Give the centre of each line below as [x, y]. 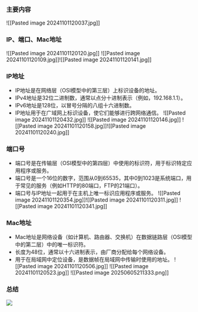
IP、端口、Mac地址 [34, 40]
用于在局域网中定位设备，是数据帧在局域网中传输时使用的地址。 [94, 260]
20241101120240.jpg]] [42, 132]
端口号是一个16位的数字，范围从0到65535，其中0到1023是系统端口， [100, 178]
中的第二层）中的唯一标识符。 [52, 245]
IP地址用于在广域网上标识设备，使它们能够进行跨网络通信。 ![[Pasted [100, 113]
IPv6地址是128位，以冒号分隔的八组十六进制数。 [75, 105]
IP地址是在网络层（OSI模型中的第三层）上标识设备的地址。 [87, 90]
